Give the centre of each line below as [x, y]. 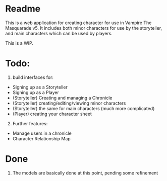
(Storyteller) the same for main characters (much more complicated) [83, 108]
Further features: [30, 123]
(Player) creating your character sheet [52, 114]
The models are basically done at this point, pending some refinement [85, 173]
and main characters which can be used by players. [59, 33]
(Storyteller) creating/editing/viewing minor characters [69, 103]
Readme [23, 9]
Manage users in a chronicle [42, 133]
